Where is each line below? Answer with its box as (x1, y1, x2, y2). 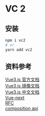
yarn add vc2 (5, 47, 32, 52)
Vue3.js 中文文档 (5, 89, 40, 95)
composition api (5, 105, 38, 111)
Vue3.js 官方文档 (5, 76, 40, 83)
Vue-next (5, 95, 25, 101)
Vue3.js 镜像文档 (5, 83, 40, 89)
